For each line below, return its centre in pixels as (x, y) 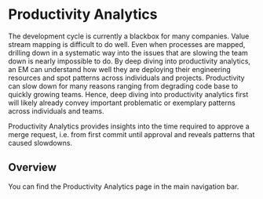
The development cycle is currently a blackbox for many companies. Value (129, 36)
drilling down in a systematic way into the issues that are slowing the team (128, 52)
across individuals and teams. (56, 110)
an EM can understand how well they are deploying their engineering (120, 69)
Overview (33, 167)
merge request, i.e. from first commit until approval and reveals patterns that (131, 134)
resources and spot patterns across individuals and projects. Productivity (126, 78)
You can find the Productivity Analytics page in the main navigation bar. (124, 186)
